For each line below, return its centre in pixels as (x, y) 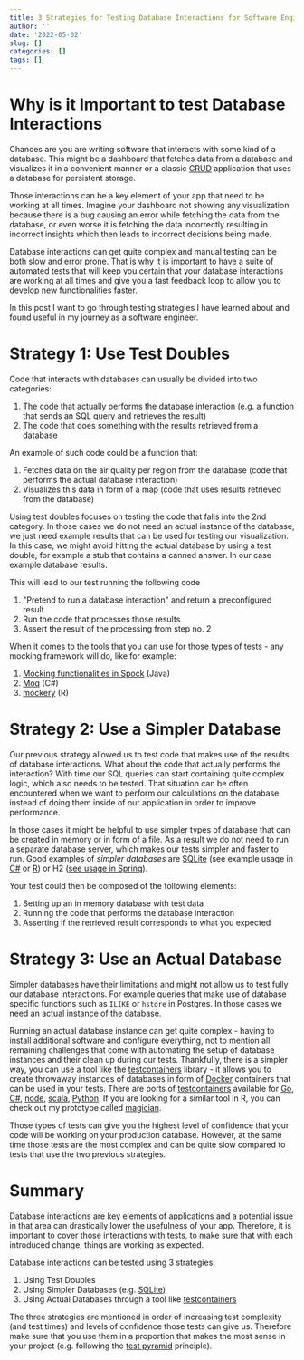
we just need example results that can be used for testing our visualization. (149, 535)
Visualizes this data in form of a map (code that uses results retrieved (152, 489)
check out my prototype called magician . (85, 1107)
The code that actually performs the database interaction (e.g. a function (158, 406)
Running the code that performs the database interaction (128, 912)
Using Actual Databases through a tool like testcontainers (129, 1299)
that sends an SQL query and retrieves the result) (114, 415)
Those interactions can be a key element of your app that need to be (137, 195)
